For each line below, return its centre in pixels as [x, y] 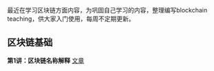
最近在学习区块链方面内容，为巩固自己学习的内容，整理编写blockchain [107, 10]
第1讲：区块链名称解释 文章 [46, 60]
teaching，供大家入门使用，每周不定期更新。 [71, 19]
